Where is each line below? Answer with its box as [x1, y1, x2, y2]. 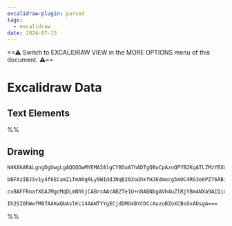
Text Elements [7, 107, 70, 119]
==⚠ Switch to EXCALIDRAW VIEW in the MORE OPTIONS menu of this [7, 48, 211, 57]
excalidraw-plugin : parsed [7, 10, 85, 17]
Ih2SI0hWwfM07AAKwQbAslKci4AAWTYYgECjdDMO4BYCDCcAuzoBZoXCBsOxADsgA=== [7, 200, 217, 207]
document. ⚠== [7, 56, 54, 64]
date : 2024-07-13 [7, 29, 57, 37]
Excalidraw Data [7, 80, 102, 95]
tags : [7, 17, 23, 23]
